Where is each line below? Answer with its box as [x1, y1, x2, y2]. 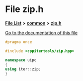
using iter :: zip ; [5, 66, 41, 72]
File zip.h [5, 3, 44, 15]
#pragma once [5, 39, 32, 44]
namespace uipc [5, 57, 37, 62]
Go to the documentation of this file [5, 29, 78, 35]
